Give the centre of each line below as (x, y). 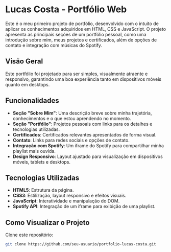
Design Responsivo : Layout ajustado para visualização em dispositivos (88, 156)
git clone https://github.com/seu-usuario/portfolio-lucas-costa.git (81, 244)
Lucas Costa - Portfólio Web (66, 9)
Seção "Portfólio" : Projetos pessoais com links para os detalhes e (82, 124)
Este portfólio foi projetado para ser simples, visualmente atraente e (77, 74)
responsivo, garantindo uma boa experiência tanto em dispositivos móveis (83, 79)
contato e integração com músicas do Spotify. (54, 45)
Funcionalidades (32, 101)
